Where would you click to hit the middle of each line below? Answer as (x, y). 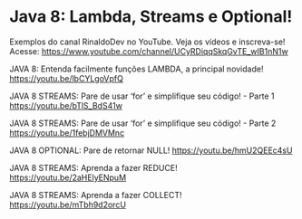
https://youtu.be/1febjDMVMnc (67, 132)
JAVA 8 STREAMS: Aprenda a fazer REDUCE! (94, 167)
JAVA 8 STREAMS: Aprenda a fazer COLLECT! (96, 195)
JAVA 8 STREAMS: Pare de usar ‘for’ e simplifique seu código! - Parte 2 (143, 123)
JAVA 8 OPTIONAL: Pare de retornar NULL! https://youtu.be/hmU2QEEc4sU (151, 150)
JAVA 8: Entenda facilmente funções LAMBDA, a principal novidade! (136, 69)
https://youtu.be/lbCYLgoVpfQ (67, 78)
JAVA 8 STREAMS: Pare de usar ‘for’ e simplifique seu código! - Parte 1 (142, 96)
